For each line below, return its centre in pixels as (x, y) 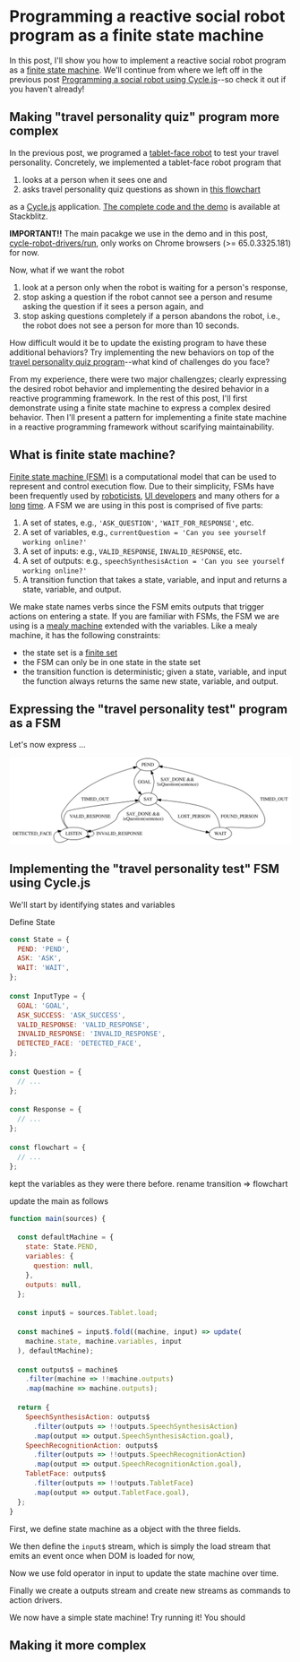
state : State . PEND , (62, 1247)
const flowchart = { (48, 1147)
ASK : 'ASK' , (40, 958)
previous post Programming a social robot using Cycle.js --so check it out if (148, 79)
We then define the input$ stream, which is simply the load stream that (140, 1546)
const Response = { (46, 1110)
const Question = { (46, 1072)
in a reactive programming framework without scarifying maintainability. (142, 427)
